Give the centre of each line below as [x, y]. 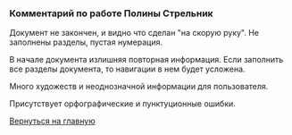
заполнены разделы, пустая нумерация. [86, 42]
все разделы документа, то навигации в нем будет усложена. [127, 69]
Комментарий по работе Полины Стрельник [111, 13]
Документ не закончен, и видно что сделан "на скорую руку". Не [134, 33]
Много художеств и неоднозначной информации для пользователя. [139, 87]
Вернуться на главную [52, 121]
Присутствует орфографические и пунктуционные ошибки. [123, 104]
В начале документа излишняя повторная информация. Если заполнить [146, 60]
